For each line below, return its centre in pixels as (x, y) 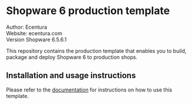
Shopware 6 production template (88, 11)
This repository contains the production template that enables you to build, (96, 50)
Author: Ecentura (27, 27)
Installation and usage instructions (71, 75)
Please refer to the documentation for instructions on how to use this (89, 90)
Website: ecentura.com (34, 33)
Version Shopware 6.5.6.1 (36, 39)
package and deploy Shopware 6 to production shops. (72, 57)
